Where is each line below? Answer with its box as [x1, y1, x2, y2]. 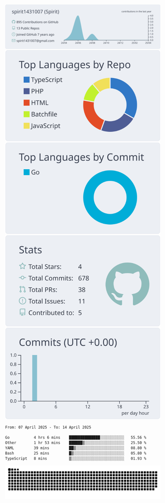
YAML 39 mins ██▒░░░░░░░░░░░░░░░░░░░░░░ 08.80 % [5, 446, 147, 451]
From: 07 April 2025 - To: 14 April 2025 [5, 425, 92, 430]
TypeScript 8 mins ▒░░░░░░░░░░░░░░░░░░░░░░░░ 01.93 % [5, 456, 147, 461]
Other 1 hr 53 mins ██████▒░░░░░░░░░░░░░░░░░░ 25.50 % [5, 440, 147, 446]
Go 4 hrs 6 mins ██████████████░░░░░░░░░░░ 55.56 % [5, 435, 147, 440]
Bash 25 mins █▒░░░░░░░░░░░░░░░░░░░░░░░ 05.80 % [5, 451, 147, 456]
